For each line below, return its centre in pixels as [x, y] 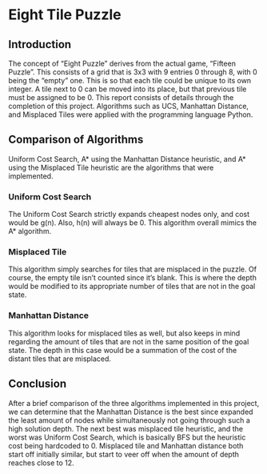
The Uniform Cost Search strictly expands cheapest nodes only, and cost [129, 215]
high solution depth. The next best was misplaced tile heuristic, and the [126, 428]
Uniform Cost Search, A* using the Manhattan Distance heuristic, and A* [127, 159]
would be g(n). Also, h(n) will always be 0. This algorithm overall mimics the [133, 223]
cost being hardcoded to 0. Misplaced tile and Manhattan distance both [126, 445]
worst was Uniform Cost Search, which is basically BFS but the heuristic [127, 437]
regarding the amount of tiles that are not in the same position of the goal [129, 341]
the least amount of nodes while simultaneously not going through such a [129, 420]
